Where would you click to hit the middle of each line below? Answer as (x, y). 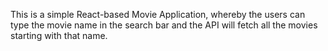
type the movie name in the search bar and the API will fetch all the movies (164, 25)
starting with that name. (59, 35)
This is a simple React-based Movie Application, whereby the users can (158, 14)
